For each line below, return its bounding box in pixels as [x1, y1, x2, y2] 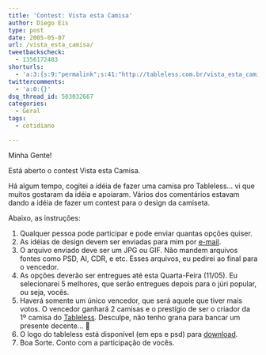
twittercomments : [8, 77, 66, 85]
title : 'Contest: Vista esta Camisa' [8, 11, 133, 20]
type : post [8, 26, 44, 34]
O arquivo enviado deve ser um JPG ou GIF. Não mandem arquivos [19, 245, 238, 255]
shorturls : [8, 63, 44, 71]
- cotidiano [15, 122, 55, 130]
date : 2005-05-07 [8, 33, 66, 42]
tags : [8, 115, 26, 123]
